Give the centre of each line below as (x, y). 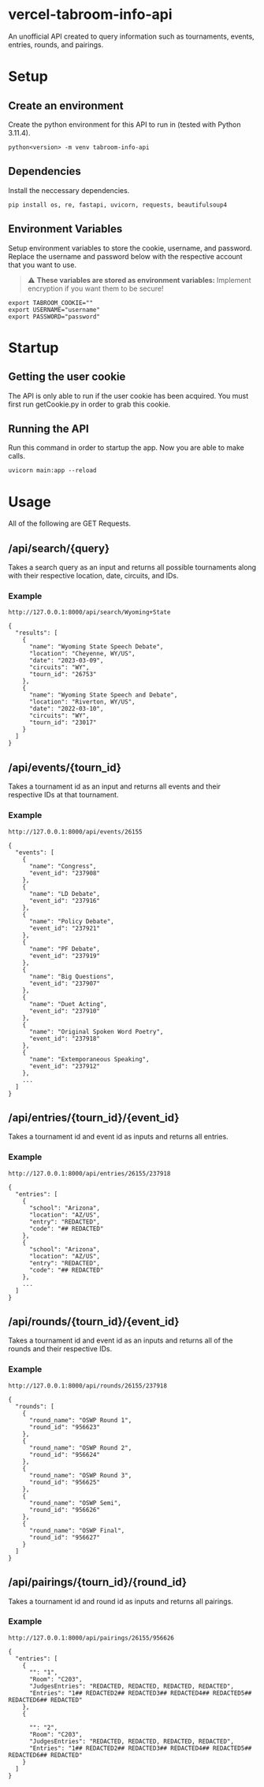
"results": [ (37, 633)
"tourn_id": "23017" (63, 723)
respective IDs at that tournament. (63, 795)
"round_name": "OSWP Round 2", (80, 1447)
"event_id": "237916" (65, 901)
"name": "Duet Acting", (68, 1004)
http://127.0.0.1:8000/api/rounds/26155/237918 (88, 1386)
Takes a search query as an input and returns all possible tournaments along (132, 567)
